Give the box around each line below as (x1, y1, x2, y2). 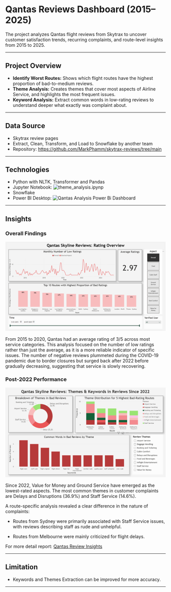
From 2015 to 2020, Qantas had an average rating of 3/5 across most (5, 336, 150, 342)
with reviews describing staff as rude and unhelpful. (12, 523, 122, 529)
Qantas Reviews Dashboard (5, 4, 125, 15)
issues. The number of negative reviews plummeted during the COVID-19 (5, 352, 159, 358)
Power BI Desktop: (12, 195, 52, 201)
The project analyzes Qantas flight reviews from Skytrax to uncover (5, 31, 147, 37)
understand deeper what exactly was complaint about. (12, 102, 127, 108)
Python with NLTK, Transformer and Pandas (12, 179, 105, 185)
